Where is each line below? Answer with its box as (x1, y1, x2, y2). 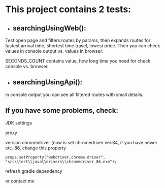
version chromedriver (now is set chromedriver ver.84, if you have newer (5, 139, 158, 145)
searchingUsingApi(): (12, 78, 83, 87)
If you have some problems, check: (5, 106, 118, 115)
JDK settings (5, 119, 32, 126)
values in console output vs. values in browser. (5, 48, 103, 54)
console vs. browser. (5, 64, 49, 69)
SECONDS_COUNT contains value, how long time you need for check (5, 58, 151, 64)
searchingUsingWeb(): (12, 24, 86, 33)
